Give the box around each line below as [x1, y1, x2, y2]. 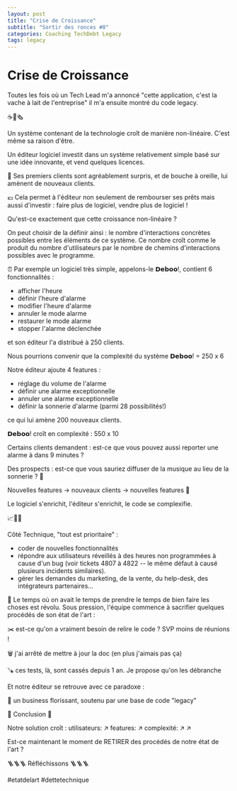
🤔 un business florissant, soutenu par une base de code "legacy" [7, 697, 197, 705]
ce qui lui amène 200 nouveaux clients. [7, 416, 122, 425]
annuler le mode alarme [17, 310, 87, 318]
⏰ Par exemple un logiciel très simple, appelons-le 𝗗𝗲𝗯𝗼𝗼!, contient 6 [7, 265, 213, 273]
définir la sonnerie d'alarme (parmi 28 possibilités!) [17, 402, 167, 410]
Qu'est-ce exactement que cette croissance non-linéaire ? [7, 214, 177, 224]
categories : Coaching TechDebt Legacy [7, 30, 122, 38]
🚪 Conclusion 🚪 [7, 710, 52, 719]
